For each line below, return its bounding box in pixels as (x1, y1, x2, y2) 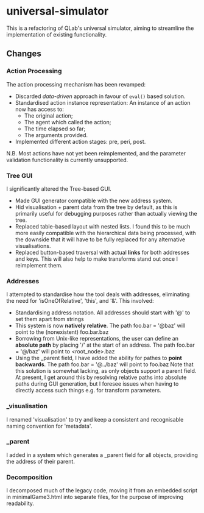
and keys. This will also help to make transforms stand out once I (15, 255, 178, 263)
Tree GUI (6, 171, 33, 180)
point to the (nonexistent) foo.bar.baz (15, 328, 109, 336)
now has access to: (15, 105, 64, 113)
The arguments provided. (24, 131, 88, 138)
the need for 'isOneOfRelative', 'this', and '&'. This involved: (6, 297, 154, 305)
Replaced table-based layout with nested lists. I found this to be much (15, 222, 191, 230)
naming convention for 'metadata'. (6, 422, 93, 430)
